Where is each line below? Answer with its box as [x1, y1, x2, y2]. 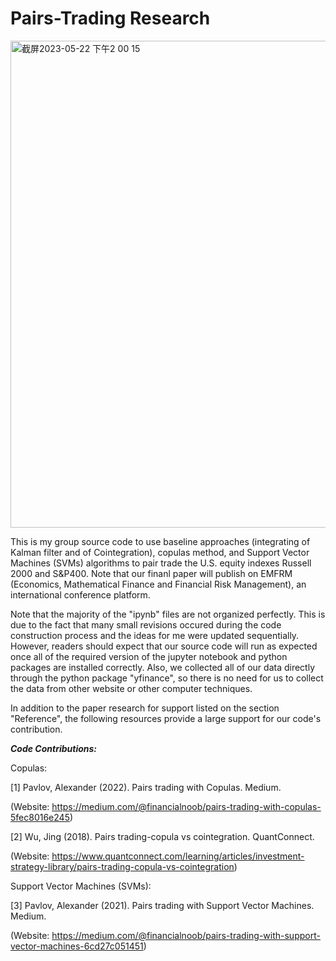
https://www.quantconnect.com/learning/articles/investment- [51, 850, 305, 862]
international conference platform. [10, 588, 151, 601]
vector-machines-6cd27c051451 [10, 940, 144, 952]
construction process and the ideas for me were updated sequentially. [10, 629, 300, 641]
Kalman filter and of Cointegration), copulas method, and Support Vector [10, 546, 310, 558]
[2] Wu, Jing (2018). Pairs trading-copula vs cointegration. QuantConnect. [10, 830, 315, 842]
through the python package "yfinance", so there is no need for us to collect [10, 672, 324, 684]
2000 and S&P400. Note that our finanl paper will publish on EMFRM [10, 567, 293, 579]
